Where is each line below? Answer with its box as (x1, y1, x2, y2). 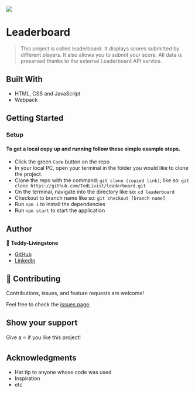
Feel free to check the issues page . (6, 300, 91, 307)
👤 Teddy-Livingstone (6, 240, 59, 247)
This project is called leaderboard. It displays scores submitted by (20, 45, 180, 52)
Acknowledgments (6, 353, 77, 363)
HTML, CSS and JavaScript (14, 90, 81, 97)
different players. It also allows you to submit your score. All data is (20, 51, 183, 58)
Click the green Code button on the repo (14, 158, 110, 165)
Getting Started (6, 113, 64, 123)
